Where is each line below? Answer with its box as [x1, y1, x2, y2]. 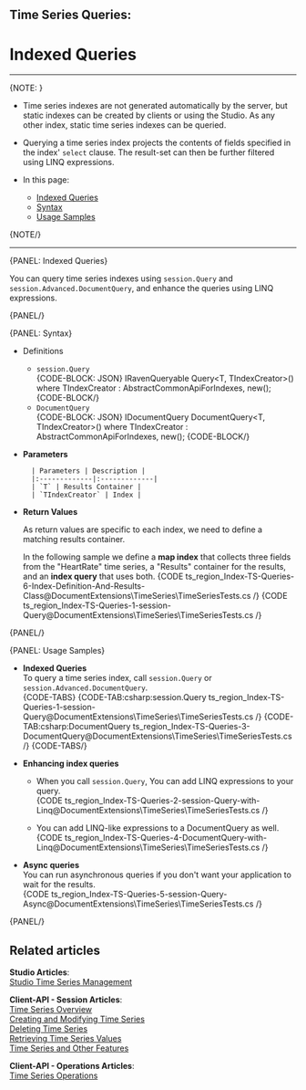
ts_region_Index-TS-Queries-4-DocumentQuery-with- [64, 833, 267, 844]
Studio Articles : [9, 967, 70, 978]
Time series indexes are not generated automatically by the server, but [22, 100, 289, 111]
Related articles [9, 942, 100, 958]
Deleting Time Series [9, 1023, 88, 1034]
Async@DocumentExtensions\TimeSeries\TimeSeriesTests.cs [22, 898, 254, 909]
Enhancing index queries [22, 758, 119, 770]
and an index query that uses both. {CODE [22, 571, 184, 582]
